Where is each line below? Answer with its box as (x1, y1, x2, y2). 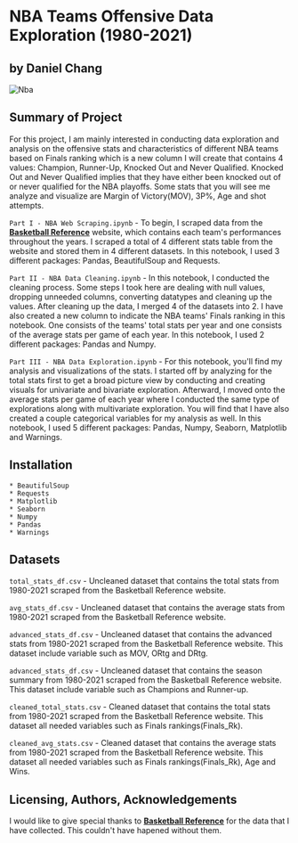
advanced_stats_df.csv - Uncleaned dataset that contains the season (9, 666, 262, 676)
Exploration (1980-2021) (9, 25, 193, 45)
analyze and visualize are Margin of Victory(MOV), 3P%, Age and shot (9, 190, 267, 201)
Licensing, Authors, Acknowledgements (9, 791, 238, 807)
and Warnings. (9, 431, 63, 442)
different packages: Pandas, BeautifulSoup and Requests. (9, 255, 221, 266)
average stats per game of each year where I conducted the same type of (9, 394, 280, 405)
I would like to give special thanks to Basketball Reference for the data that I (9, 815, 290, 826)
